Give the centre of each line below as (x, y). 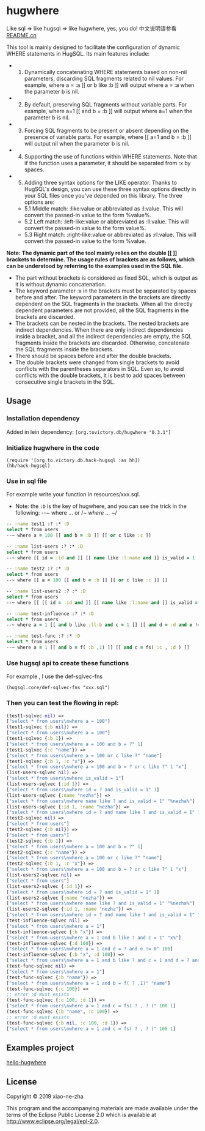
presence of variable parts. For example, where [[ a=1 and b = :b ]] (108, 137)
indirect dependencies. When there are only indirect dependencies (99, 330)
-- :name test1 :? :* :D (38, 524)
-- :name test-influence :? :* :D (50, 614)
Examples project (40, 1047)
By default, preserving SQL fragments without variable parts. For (106, 104)
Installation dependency (43, 419)
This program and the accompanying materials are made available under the (102, 1108)
